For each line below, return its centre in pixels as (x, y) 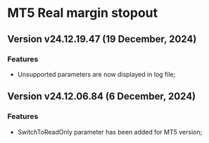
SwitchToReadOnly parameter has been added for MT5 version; (110, 132)
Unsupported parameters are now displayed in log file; (96, 74)
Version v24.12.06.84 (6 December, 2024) (102, 97)
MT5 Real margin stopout (83, 13)
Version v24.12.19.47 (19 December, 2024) (102, 39)
